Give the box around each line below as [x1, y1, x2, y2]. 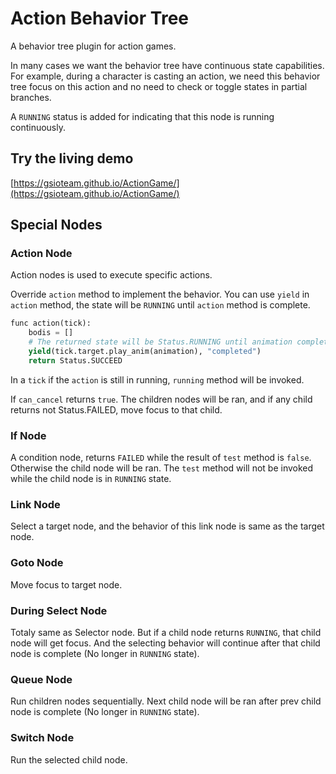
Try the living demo [10, 150, 134, 167]
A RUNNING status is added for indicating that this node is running [10, 110, 275, 122]
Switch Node [10, 731, 75, 745]
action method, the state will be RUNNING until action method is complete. [10, 299, 311, 311]
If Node [10, 428, 47, 442]
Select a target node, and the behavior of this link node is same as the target [10, 520, 325, 532]
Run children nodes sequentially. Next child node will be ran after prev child [10, 695, 322, 707]
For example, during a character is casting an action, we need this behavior [10, 70, 321, 82]
